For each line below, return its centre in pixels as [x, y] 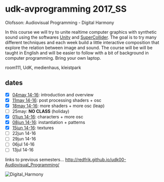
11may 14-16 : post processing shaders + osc [57, 100]
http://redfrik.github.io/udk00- [96, 159]
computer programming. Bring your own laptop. [53, 58]
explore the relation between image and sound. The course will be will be [79, 47]
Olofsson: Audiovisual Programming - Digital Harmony [59, 23]
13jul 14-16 [23, 150]
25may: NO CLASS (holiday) [41, 111]
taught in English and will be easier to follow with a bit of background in [77, 53]
